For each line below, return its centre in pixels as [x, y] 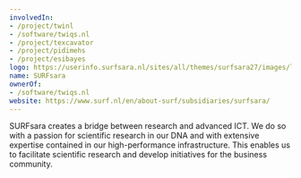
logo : [19, 68]
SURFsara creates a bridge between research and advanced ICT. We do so [148, 126]
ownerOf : [26, 84]
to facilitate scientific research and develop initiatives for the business [138, 155]
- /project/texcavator [52, 42]
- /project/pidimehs [48, 51]
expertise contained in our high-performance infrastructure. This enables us [150, 145]
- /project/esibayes [48, 59]
